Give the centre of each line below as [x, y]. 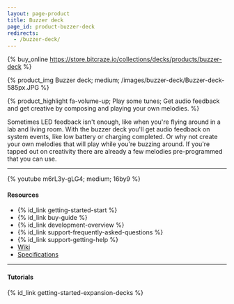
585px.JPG [23, 88]
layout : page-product [39, 14]
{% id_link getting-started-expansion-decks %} [76, 292]
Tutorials [20, 277]
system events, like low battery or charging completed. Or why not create [112, 137]
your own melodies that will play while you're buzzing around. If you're [109, 144]
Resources [23, 195]
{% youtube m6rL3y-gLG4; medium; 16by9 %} [74, 179]
